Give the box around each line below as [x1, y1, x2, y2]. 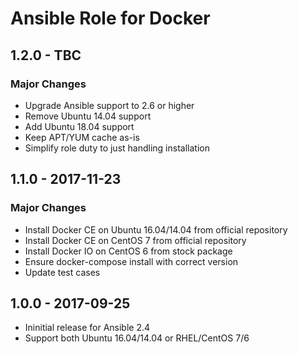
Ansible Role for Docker [10, 7, 211, 30]
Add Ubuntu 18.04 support [24, 120, 135, 132]
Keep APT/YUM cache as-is [24, 131, 140, 143]
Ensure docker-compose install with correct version [24, 255, 239, 267]
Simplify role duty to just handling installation [24, 142, 210, 154]
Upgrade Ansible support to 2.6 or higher [24, 99, 195, 111]
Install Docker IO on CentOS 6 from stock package [24, 245, 233, 257]
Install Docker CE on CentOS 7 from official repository [24, 234, 247, 246]
